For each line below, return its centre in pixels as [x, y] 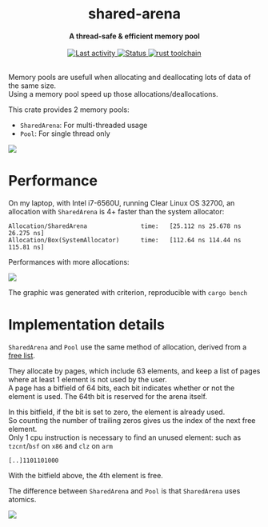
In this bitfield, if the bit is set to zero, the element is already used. [117, 412]
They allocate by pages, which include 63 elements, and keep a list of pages [134, 371]
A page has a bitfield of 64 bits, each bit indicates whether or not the [122, 388]
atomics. [22, 499]
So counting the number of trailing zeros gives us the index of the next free [132, 420]
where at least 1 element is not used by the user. [88, 379]
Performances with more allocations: [69, 262]
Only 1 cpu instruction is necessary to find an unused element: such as [125, 437]
